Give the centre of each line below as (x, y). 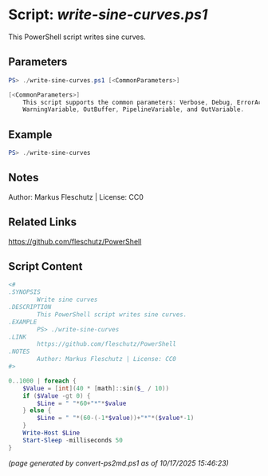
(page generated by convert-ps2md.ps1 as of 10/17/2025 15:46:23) (118, 463)
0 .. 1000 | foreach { (43, 381)
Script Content (45, 266)
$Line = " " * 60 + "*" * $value (82, 403)
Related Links (43, 222)
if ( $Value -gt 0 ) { (57, 396)
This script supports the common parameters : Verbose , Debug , (128, 102)
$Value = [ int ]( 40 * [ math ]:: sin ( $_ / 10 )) (96, 388)
